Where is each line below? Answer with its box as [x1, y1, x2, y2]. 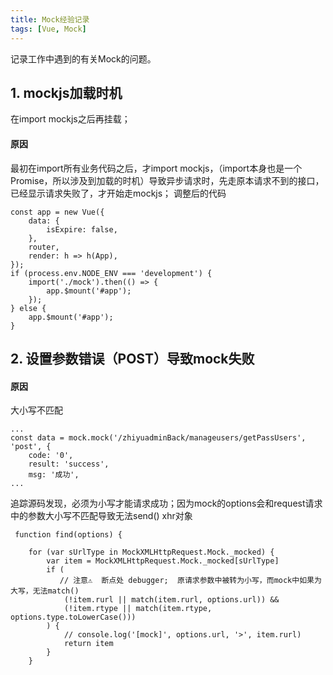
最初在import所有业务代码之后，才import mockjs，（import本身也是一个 [10, 162, 303, 174]
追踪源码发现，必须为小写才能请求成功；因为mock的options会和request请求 [10, 497, 323, 510]
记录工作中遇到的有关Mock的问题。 [10, 52, 157, 65]
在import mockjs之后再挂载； [10, 113, 131, 125]
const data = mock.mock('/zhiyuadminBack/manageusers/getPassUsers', [10, 433, 307, 443]
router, [28, 242, 60, 252]
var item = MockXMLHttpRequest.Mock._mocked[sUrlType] [46, 556, 280, 566]
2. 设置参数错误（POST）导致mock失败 [10, 350, 255, 367]
